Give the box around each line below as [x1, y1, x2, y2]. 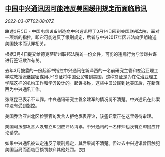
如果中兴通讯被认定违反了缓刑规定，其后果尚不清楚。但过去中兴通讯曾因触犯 [5, 140, 160, 146]
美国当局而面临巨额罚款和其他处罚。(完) [5, 146, 86, 152]
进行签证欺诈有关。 [5, 57, 44, 63]
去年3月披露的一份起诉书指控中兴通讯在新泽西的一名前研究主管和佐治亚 [5, 67, 150, 73]
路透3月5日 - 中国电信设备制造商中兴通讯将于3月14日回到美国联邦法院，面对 [5, 28, 160, 34]
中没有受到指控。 [5, 102, 40, 108]
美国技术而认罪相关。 [5, 40, 48, 46]
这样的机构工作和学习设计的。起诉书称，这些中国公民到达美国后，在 [13, 80, 151, 86]
